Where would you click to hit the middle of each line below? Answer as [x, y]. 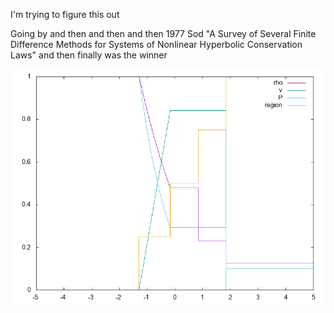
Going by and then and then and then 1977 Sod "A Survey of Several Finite [163, 33]
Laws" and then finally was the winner [89, 55]
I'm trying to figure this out [65, 14]
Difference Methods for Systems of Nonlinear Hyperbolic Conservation [156, 44]
